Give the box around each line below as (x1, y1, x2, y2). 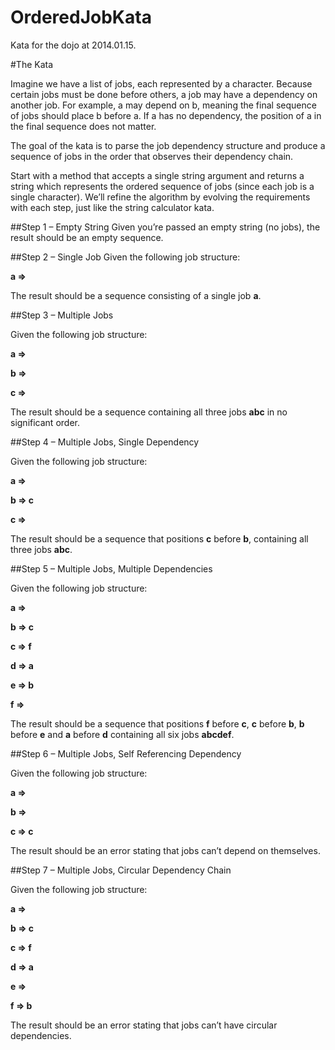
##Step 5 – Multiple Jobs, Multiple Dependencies (10, 562, 213, 575)
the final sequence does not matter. (10, 120, 157, 132)
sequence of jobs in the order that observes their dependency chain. (10, 150, 294, 162)
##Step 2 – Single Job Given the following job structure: (10, 251, 241, 263)
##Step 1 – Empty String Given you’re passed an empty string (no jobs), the (10, 221, 321, 233)
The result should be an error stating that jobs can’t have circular (10, 1019, 278, 1031)
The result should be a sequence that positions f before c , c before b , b (10, 717, 305, 730)
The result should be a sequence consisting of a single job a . (10, 289, 262, 301)
